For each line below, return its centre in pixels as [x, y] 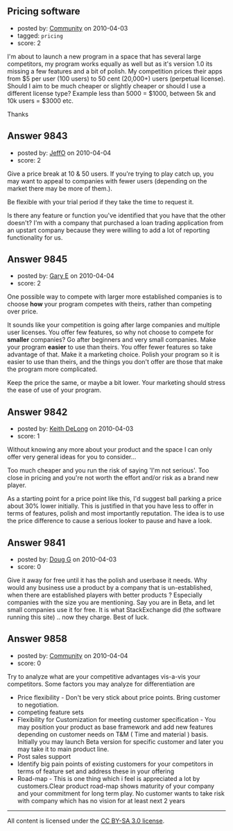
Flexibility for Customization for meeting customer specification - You [116, 719]
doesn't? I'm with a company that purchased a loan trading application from [115, 222]
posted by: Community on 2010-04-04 [72, 655]
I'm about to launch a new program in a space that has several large [104, 56]
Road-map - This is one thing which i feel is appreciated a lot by [109, 778]
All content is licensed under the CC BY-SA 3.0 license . [86, 821]
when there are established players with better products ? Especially [105, 595]
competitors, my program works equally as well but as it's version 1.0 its [110, 64]
